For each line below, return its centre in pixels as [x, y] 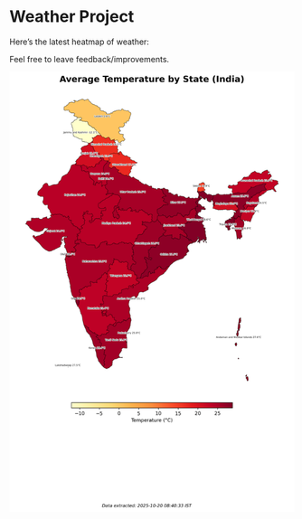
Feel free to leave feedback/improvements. [90, 59]
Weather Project [72, 17]
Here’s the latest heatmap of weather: [79, 42]
